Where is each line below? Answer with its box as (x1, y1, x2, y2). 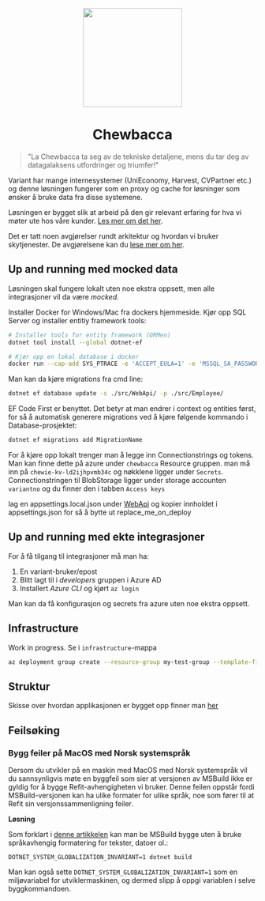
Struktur (8, 680, 50, 693)
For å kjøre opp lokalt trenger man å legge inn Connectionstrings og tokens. (8, 450, 254, 459)
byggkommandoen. (8, 884, 71, 893)
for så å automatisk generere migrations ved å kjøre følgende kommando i (8, 413, 248, 422)
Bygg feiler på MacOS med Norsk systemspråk (8, 747, 191, 758)
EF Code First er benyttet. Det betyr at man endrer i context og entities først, (8, 404, 256, 413)
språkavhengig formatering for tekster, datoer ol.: (8, 838, 169, 847)
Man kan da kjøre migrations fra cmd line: (8, 375, 144, 384)
